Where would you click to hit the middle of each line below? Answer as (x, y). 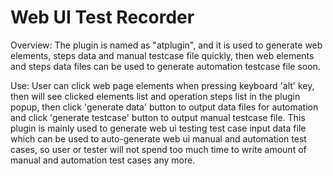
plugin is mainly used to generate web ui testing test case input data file (158, 128)
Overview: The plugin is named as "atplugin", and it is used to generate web (166, 45)
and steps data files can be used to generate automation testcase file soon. (165, 66)
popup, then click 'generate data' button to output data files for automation (164, 107)
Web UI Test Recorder (102, 17)
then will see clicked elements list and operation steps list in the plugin (155, 96)
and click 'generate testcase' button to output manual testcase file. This (158, 117)
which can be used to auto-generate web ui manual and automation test (158, 138)
